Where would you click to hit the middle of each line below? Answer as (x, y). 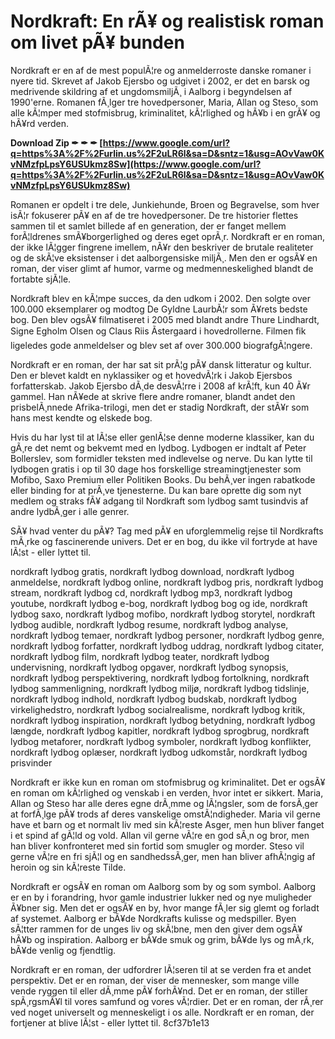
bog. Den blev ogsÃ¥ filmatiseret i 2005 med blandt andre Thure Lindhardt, (165, 319)
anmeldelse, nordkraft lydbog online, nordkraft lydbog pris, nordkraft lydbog (167, 582)
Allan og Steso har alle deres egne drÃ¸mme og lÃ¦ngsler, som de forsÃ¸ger (164, 803)
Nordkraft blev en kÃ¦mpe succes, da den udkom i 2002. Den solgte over (160, 298)
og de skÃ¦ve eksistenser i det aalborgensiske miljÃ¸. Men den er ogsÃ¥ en (164, 257)
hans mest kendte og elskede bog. (81, 417)
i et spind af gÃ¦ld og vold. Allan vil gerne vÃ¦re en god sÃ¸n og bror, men (160, 835)
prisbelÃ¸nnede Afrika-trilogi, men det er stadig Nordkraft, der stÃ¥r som (160, 407)
